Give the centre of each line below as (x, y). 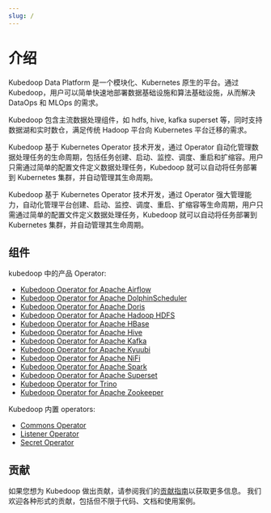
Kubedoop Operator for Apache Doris (83, 307)
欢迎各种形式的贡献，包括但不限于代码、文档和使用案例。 (104, 501)
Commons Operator (53, 426)
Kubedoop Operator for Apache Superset (89, 376)
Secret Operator (47, 443)
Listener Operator (49, 434)
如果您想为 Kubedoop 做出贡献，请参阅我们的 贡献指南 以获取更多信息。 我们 (135, 491)
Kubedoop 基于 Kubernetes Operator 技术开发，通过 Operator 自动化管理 (130, 147)
